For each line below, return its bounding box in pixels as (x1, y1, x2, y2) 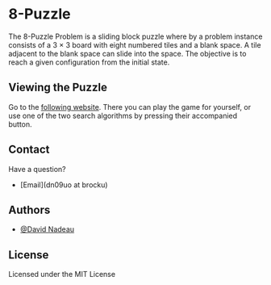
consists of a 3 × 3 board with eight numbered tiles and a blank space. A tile (8, 40, 261, 49)
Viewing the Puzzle (8, 81, 107, 94)
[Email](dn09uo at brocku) (19, 179, 108, 190)
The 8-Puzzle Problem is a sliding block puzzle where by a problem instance (8, 31, 263, 41)
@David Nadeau (19, 224, 75, 234)
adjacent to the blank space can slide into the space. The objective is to (8, 48, 247, 58)
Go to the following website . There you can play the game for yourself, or (8, 102, 252, 111)
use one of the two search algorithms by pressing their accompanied (8, 111, 238, 120)
